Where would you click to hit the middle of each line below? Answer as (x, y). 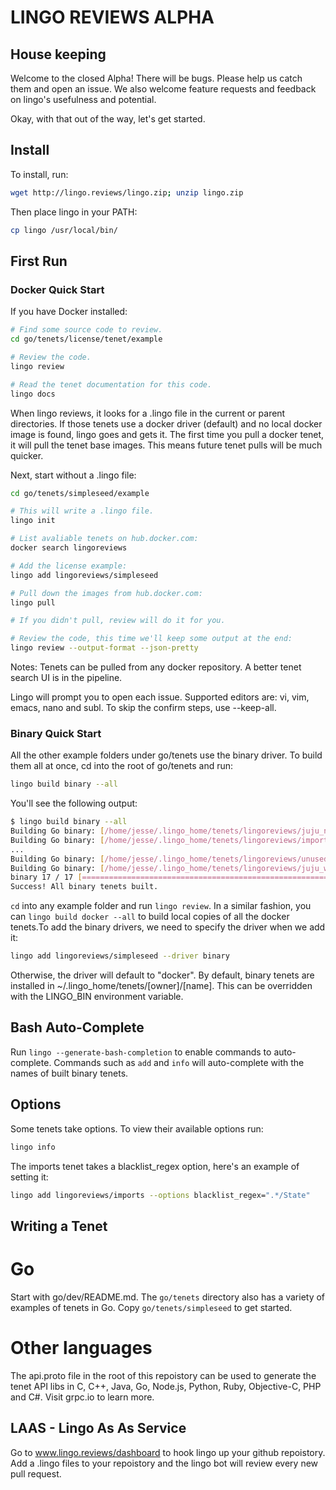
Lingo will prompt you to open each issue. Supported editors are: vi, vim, (160, 697)
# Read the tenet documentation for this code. (111, 384)
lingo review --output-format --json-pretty (104, 648)
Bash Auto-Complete (77, 1027)
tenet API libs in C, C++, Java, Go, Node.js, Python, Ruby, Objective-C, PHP (166, 1386)
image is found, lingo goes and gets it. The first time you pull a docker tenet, (167, 434)
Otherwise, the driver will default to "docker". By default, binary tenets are (162, 975)
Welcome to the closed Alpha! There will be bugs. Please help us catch (156, 78)
